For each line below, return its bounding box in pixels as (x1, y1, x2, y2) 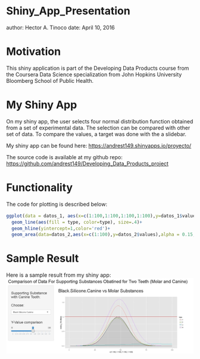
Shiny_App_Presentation (6, 4, 131, 18)
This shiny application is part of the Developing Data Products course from (6, 64, 189, 72)
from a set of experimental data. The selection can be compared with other (6, 124, 190, 131)
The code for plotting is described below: (6, 200, 108, 208)
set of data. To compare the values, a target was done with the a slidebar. (6, 130, 186, 138)
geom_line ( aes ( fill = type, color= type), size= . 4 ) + (11, 219, 143, 225)
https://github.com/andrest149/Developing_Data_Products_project (6, 160, 168, 167)
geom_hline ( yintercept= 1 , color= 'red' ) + (11, 225, 111, 231)
